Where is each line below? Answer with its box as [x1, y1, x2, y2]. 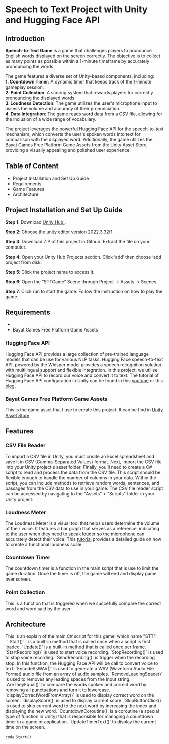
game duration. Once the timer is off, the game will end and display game [5, 571, 157, 577]
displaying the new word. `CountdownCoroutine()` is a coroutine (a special [5, 708, 159, 714]
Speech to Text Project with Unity [5, 4, 148, 15]
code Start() [5, 735, 32, 740]
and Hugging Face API [5, 14, 100, 26]
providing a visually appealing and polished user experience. [5, 147, 131, 153]
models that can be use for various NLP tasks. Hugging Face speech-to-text [5, 356, 163, 362]
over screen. [5, 576, 32, 582]
